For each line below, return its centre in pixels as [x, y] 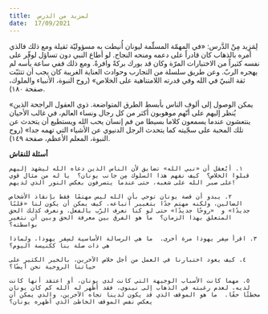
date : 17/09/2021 [40, 23]
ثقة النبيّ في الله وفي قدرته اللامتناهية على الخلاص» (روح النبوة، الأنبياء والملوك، [127, 80]
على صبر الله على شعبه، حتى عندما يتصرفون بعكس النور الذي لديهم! [122, 182]
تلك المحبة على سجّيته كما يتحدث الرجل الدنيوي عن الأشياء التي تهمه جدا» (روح [126, 130]
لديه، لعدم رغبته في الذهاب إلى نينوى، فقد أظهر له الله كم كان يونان [130, 288]
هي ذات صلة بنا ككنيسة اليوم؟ [60, 245]
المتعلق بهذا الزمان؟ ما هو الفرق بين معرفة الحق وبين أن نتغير [120, 217]
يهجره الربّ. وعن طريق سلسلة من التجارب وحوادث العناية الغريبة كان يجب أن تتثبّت [134, 71]
